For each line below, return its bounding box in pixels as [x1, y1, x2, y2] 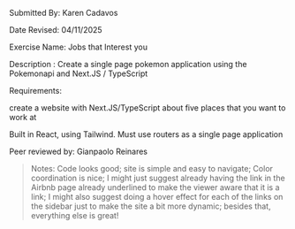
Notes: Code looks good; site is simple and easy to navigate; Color [30, 164, 274, 173]
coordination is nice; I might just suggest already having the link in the [30, 172, 285, 183]
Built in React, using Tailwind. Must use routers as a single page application [9, 129, 284, 140]
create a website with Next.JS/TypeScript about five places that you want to [9, 103, 286, 113]
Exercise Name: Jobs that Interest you [9, 42, 148, 52]
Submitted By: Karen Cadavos [9, 8, 118, 18]
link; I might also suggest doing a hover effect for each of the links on [30, 192, 284, 202]
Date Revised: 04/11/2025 [9, 25, 103, 34]
